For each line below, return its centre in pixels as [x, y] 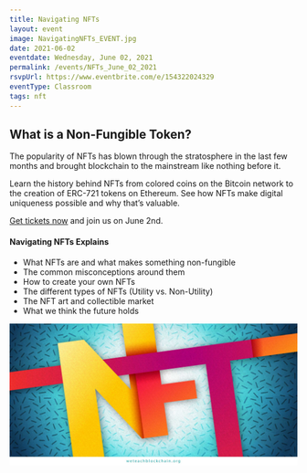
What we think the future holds [81, 310]
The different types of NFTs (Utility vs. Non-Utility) [117, 291]
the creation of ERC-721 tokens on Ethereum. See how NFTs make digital [146, 194]
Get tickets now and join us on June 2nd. [86, 221]
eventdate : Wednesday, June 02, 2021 [81, 58]
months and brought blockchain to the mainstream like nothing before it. [145, 166]
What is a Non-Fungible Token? [101, 135]
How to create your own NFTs [79, 281]
